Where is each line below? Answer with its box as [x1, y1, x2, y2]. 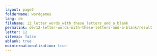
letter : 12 [5, 30, 27, 35]
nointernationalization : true [5, 43, 67, 48]
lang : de [5, 16, 23, 21]
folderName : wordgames [5, 12, 52, 17]
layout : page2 [5, 7, 34, 12]
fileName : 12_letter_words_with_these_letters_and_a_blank [5, 20, 129, 26]
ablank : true [5, 39, 32, 44]
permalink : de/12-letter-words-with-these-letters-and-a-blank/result [5, 25, 153, 30]
